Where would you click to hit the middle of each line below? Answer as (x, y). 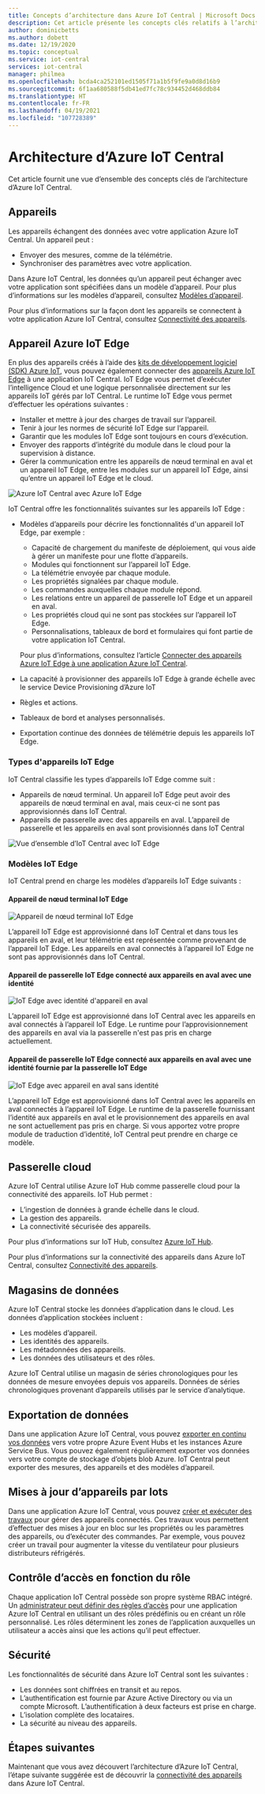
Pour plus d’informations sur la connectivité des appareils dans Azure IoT (127, 1257)
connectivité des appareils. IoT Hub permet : (80, 1195)
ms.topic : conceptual (44, 52)
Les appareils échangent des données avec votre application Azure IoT (123, 231)
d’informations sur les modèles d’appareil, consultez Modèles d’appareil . (126, 295)
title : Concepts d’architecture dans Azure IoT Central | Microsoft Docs (132, 15)
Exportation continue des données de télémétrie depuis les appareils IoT (137, 733)
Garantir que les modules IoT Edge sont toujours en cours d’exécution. (134, 436)
